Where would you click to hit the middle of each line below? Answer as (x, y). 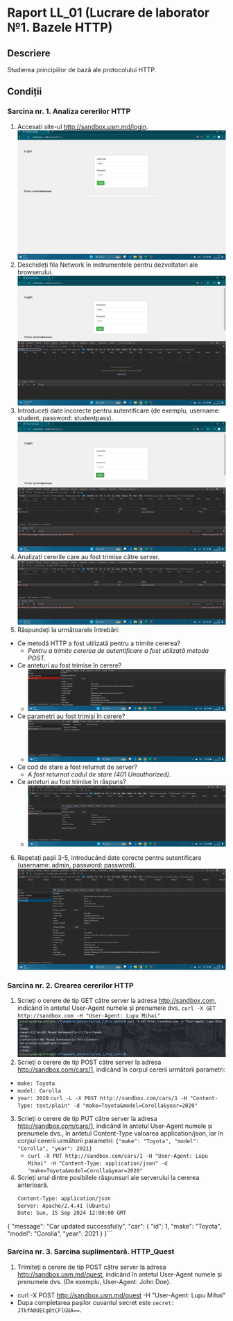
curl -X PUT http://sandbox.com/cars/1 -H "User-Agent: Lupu (118, 1156)
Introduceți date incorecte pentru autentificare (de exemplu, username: (119, 410)
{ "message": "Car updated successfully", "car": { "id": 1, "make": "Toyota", (114, 1227)
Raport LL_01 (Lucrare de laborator (109, 13)
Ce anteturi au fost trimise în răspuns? (71, 781)
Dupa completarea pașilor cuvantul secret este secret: (96, 1302)
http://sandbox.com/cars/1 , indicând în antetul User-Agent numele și (115, 1126)
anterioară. (33, 1185)
